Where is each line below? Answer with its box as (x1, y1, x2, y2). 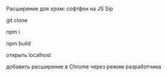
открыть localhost (6, 51, 51, 59)
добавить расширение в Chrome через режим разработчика (6, 63, 162, 70)
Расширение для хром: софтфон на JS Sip (6, 5, 113, 12)
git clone (6, 17, 28, 23)
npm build (6, 40, 31, 47)
